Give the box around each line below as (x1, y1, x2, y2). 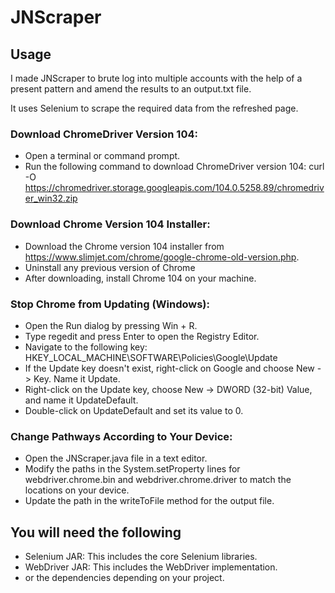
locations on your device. (24, 484, 130, 496)
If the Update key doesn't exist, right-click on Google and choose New (24, 362, 315, 374)
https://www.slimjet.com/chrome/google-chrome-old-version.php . (24, 251, 300, 263)
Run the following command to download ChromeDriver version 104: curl (24, 161, 325, 173)
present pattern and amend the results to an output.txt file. (10, 83, 252, 95)
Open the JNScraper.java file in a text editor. (24, 452, 208, 465)
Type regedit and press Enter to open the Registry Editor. (24, 330, 260, 342)
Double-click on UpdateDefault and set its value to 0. (24, 404, 244, 416)
